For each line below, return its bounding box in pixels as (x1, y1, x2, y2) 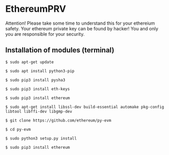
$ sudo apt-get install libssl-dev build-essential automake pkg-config (5, 104, 164, 109)
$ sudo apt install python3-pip (5, 68, 74, 73)
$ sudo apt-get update (5, 60, 54, 65)
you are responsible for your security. (5, 31, 85, 37)
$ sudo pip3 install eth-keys (5, 86, 70, 91)
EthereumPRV (5, 3, 66, 15)
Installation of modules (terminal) (5, 46, 115, 54)
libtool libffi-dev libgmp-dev (5, 109, 72, 114)
